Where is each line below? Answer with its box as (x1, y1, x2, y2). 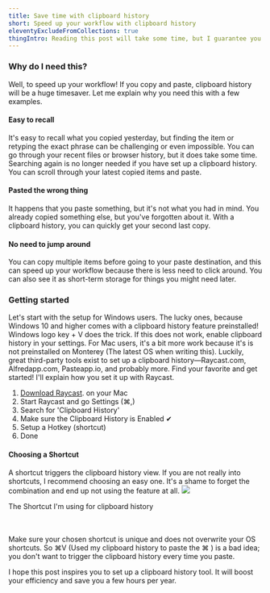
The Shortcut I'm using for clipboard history (8, 501, 154, 511)
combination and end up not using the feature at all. (8, 486, 180, 495)
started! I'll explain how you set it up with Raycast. (8, 373, 175, 382)
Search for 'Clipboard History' (19, 405, 120, 416)
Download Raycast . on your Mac (19, 388, 128, 398)
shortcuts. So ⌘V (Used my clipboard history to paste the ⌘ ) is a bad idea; (8, 542, 260, 553)
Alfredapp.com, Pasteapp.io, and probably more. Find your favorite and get (8, 364, 258, 374)
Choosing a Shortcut (8, 449, 79, 460)
